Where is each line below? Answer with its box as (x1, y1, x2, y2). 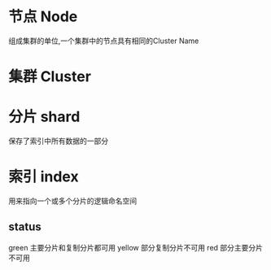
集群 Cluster (8, 67, 92, 86)
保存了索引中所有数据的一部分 (8, 136, 108, 146)
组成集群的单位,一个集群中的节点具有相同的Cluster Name (8, 36, 199, 46)
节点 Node (8, 7, 78, 26)
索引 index (8, 168, 79, 186)
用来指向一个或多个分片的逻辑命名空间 (8, 196, 137, 206)
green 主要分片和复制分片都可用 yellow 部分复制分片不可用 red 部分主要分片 (8, 242, 263, 252)
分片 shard (8, 107, 81, 126)
